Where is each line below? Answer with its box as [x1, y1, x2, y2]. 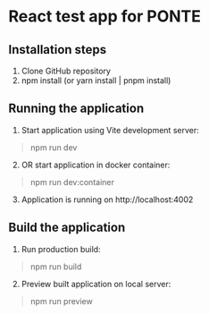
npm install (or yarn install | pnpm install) [21, 75, 171, 86]
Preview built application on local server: [21, 278, 171, 289]
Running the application [8, 101, 145, 116]
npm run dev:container [29, 176, 115, 187]
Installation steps [8, 42, 107, 57]
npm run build [29, 261, 82, 272]
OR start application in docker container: [21, 159, 171, 170]
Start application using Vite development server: [21, 124, 199, 135]
